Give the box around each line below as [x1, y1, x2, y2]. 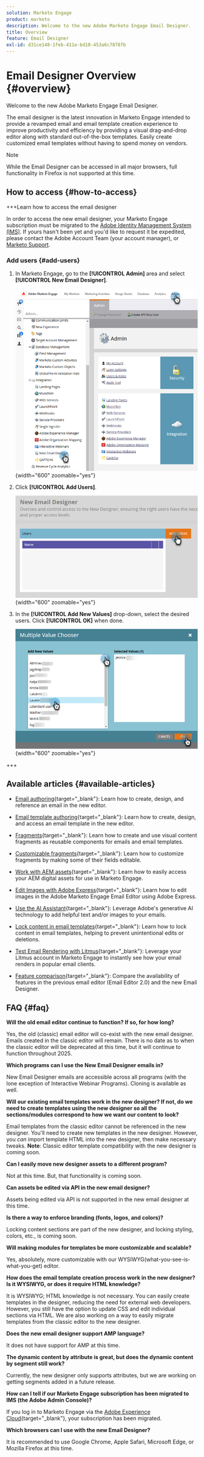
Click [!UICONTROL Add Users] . [15, 483, 97, 491]
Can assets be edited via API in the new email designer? [6, 1184, 150, 1191]
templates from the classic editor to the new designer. [6, 1318, 141, 1326]
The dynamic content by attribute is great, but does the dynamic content [6, 1354, 194, 1361]
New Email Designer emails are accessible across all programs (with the [6, 1073, 186, 1081]
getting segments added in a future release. [6, 1378, 116, 1386]
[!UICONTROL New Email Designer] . [15, 277, 107, 284]
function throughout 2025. [6, 1050, 72, 1057]
